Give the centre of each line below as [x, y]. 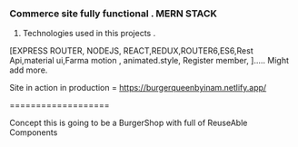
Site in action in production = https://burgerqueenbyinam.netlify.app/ [138, 88]
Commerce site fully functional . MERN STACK [114, 14]
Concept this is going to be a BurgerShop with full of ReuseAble [129, 123]
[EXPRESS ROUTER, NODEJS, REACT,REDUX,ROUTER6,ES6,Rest [131, 51]
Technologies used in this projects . [89, 34]
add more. [29, 70]
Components [34, 132]
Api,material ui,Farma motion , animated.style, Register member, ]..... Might [149, 61]
